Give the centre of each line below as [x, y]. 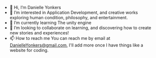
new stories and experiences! [39, 33]
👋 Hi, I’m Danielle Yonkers [35, 7]
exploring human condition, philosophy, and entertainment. [69, 17]
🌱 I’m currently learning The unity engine [50, 23]
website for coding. [29, 50]
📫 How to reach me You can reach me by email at [60, 38]
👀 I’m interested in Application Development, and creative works [74, 12]
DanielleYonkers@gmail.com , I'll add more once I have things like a [76, 45]
